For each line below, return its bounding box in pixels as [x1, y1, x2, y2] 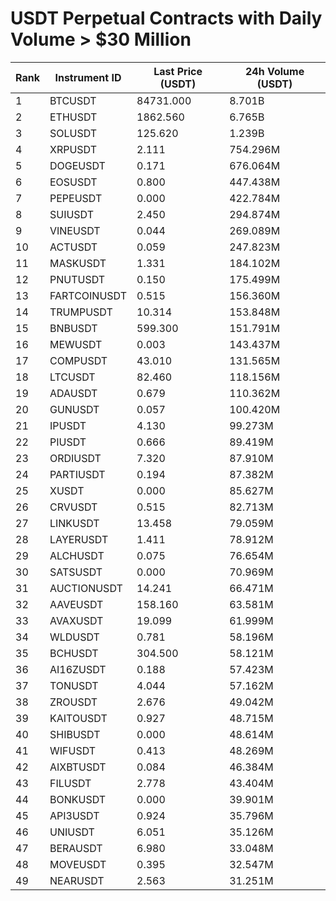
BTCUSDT [49, 93, 97, 107]
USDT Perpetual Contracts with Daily [10, 7, 323, 30]
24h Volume [245, 64, 305, 78]
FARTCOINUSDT [49, 288, 127, 302]
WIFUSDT [49, 743, 97, 757]
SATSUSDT [49, 565, 103, 579]
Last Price [153, 64, 203, 78]
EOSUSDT [49, 175, 98, 189]
